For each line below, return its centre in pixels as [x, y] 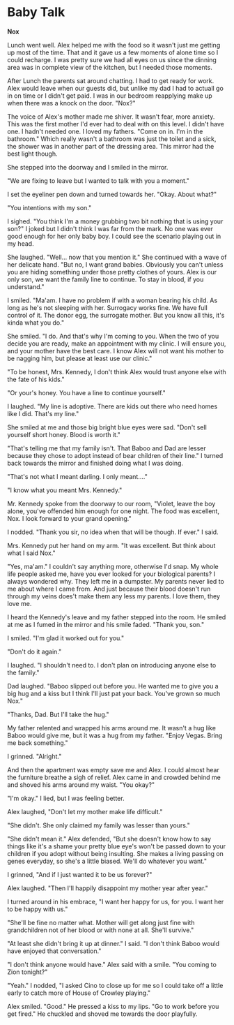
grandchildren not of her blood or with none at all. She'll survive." [101, 930]
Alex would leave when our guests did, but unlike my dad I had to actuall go [116, 88]
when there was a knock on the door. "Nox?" [71, 103]
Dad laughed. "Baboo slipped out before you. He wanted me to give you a [113, 686]
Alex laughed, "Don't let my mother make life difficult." [85, 811]
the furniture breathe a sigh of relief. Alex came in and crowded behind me [114, 777]
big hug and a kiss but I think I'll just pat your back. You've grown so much [114, 693]
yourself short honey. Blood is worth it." [64, 434]
